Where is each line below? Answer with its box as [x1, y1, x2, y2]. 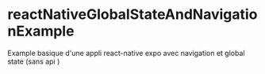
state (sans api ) [7, 57, 60, 66]
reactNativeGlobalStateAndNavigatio [7, 6, 258, 24]
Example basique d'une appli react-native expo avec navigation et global [7, 48, 245, 57]
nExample [7, 22, 75, 40]
